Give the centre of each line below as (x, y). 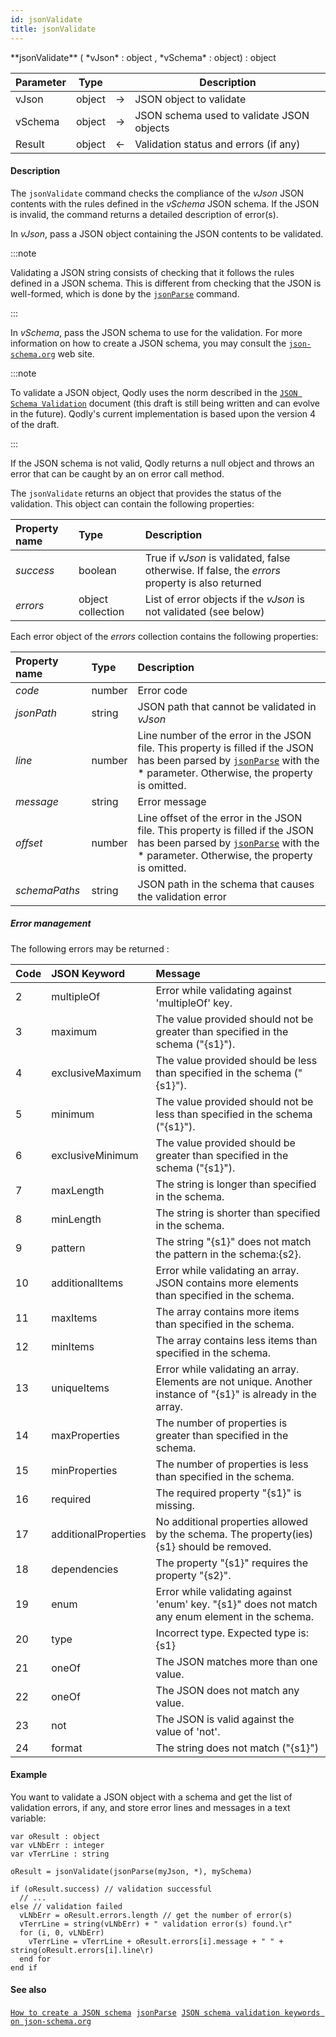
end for (35, 1959)
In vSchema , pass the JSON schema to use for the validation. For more (156, 332)
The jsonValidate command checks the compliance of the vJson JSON (157, 193)
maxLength (78, 1190)
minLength (76, 1219)
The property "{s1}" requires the (231, 1563)
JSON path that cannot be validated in (227, 706)
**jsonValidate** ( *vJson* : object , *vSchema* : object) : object (143, 57)
